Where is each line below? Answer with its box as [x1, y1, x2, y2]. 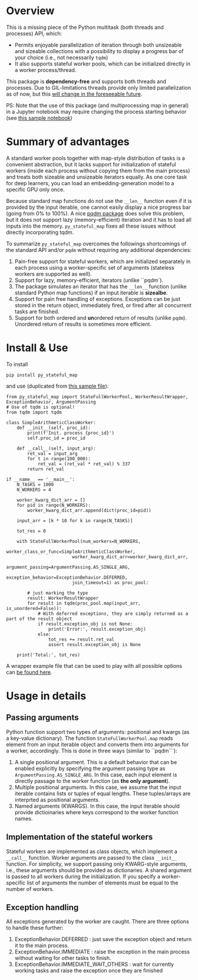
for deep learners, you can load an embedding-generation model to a [6, 179, 174, 186]
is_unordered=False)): [6, 605, 62, 611]
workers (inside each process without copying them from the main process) [6, 167, 190, 174]
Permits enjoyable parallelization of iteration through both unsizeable [14, 41, 182, 48]
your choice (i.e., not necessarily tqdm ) [14, 54, 108, 61]
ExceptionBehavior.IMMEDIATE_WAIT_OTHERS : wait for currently [14, 961, 174, 968]
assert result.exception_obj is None [48, 641, 141, 647]
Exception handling [6, 903, 79, 913]
